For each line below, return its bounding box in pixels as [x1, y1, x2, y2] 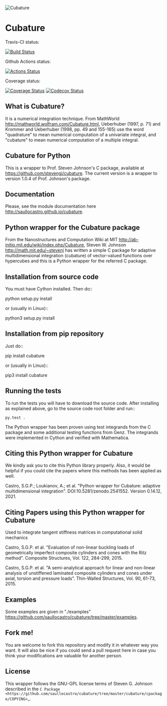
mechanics [5, 535, 28, 541]
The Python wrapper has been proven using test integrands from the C [5, 424, 151, 430]
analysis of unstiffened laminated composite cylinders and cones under [5, 570, 152, 576]
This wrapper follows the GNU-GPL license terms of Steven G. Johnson [5, 680, 152, 686]
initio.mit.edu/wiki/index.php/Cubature [5, 242, 84, 248]
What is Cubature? [5, 102, 65, 111]
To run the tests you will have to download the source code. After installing [5, 400, 159, 406]
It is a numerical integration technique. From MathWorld [5, 116, 120, 122]
